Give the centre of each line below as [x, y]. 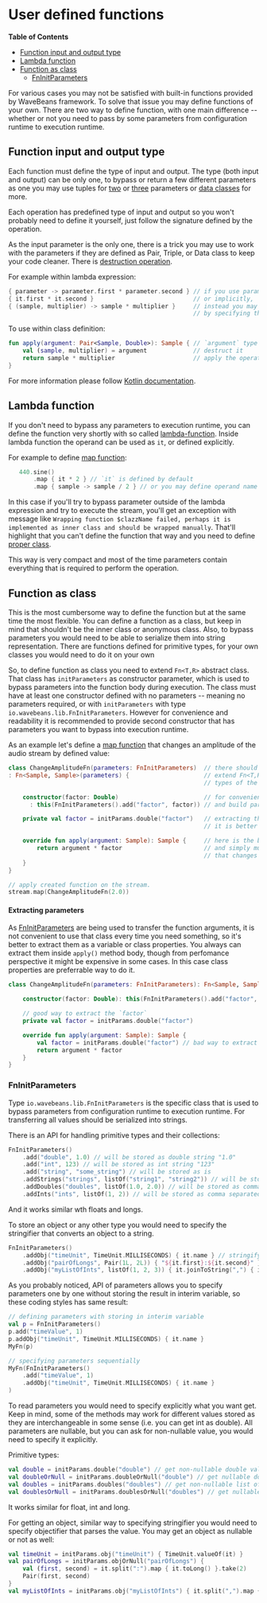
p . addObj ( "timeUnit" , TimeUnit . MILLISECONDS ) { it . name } [106, 1339]
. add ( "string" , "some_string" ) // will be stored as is [117, 1172]
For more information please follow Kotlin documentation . [102, 381]
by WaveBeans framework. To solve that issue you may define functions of [131, 101]
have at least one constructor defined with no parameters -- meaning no [127, 696]
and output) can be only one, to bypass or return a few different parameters [132, 179]
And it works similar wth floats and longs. [76, 1209]
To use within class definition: [57, 329]
